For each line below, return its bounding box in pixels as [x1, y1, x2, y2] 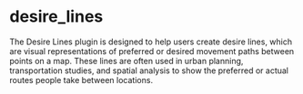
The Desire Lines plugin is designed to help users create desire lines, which [9, 36, 293, 47]
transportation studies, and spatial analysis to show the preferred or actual [9, 65, 289, 76]
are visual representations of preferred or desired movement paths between [9, 45, 295, 56]
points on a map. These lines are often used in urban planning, [9, 55, 244, 66]
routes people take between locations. [9, 74, 153, 85]
